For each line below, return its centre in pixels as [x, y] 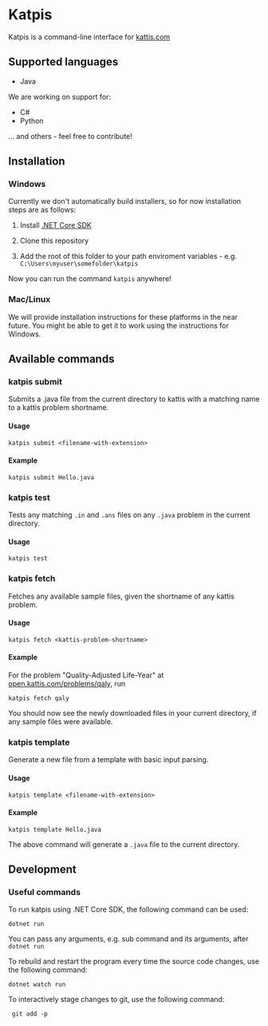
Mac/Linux [30, 300]
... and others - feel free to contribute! [71, 136]
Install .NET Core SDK [55, 225]
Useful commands [45, 893]
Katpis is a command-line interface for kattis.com [89, 37]
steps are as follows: [42, 210]
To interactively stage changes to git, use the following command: [116, 1000]
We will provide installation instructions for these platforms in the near [123, 316]
